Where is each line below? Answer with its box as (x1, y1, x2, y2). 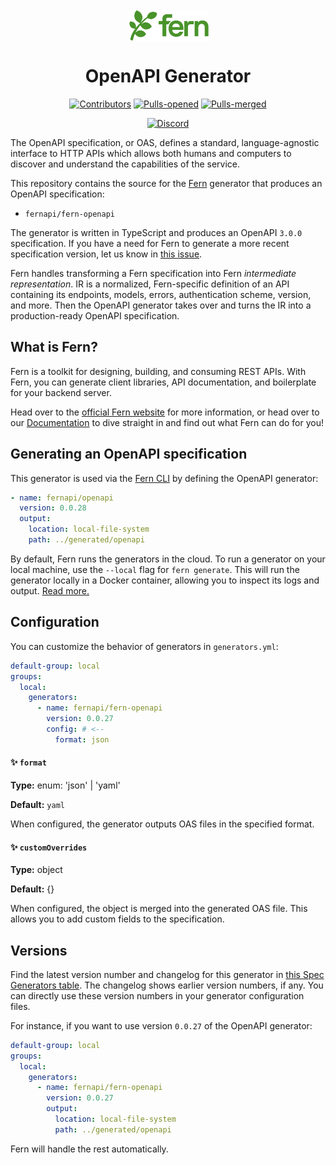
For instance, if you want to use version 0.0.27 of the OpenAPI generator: (10, 1019, 313, 1032)
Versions (10, 942, 68, 959)
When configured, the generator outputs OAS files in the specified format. (10, 818, 315, 830)
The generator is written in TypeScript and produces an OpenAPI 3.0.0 (10, 226, 303, 238)
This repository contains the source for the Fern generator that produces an (10, 177, 323, 189)
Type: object (10, 864, 63, 876)
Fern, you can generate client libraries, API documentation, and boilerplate (10, 376, 317, 388)
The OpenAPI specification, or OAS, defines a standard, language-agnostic (10, 136, 320, 148)
